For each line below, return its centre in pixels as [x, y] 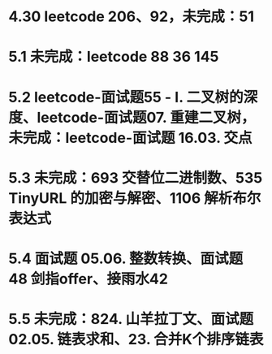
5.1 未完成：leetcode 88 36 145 [114, 57]
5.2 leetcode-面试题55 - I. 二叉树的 [126, 97]
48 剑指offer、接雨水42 [89, 279]
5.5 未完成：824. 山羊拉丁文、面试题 [131, 319]
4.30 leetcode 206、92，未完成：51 [131, 17]
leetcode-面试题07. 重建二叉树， [146, 117]
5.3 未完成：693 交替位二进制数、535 [136, 177]
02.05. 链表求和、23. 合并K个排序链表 [136, 340]
